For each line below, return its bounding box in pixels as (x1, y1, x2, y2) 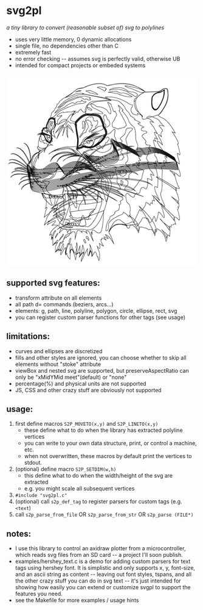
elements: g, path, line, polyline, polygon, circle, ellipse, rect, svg (15, 307, 177, 314)
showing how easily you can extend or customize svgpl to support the (15, 584, 191, 591)
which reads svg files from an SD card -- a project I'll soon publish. (15, 551, 184, 559)
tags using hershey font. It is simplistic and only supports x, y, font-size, (15, 564, 196, 572)
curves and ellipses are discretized (15, 347, 103, 354)
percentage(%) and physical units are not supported (15, 379, 147, 387)
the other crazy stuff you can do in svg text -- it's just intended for (15, 577, 181, 584)
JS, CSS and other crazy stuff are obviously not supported (15, 386, 162, 393)
